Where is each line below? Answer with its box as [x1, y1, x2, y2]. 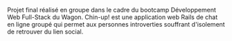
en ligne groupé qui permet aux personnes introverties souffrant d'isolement [7, 20, 225, 28]
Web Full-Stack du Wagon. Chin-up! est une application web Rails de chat [7, 13, 218, 21]
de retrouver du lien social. [7, 27, 84, 36]
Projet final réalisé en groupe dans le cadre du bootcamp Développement [7, 6, 216, 14]
